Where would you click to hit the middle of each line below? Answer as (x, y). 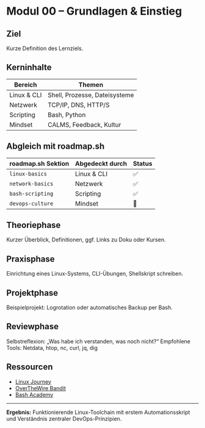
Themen (91, 85)
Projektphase (32, 293)
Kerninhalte (29, 67)
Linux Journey (33, 382)
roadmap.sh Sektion (39, 163)
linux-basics (28, 174)
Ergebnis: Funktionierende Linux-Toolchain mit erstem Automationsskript (98, 412)
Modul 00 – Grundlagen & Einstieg (94, 11)
